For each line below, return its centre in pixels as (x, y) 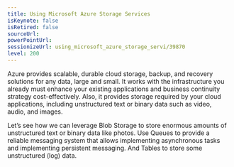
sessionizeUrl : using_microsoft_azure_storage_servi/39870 (96, 47)
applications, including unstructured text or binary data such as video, (110, 104)
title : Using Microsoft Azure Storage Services (79, 14)
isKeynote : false (33, 21)
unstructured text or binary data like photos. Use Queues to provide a (109, 133)
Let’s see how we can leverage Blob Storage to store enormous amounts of (117, 125)
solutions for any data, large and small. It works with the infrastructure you (116, 81)
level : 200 (23, 54)
